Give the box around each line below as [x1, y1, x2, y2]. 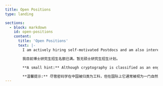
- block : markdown [9, 25, 47, 30]
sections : [5, 20, 25, 25]
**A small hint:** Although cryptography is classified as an [22, 65, 151, 70]
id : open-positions [14, 30, 53, 34]
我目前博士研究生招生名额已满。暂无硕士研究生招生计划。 [22, 56, 120, 61]
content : [14, 34, 32, 39]
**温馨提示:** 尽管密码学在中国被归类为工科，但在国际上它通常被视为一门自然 [22, 74, 159, 79]
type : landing [5, 12, 34, 17]
